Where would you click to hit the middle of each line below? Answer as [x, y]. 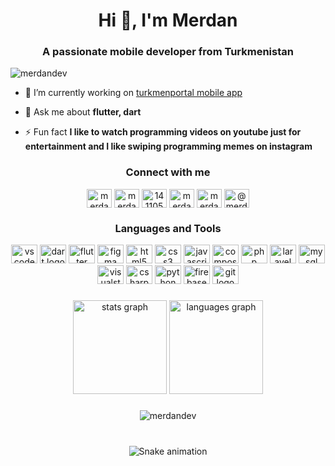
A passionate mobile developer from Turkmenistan [168, 52]
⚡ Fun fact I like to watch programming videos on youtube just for [163, 132]
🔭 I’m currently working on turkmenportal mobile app [133, 93]
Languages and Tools [168, 228]
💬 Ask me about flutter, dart [83, 112]
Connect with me [168, 172]
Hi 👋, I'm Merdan [168, 20]
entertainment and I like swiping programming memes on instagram [168, 146]
